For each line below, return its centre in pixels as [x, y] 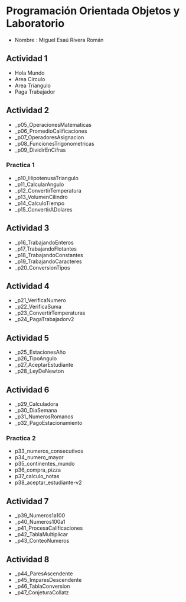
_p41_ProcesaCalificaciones [49, 528]
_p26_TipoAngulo [36, 358]
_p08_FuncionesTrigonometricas [54, 143]
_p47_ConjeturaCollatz [42, 593]
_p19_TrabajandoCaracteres [48, 261]
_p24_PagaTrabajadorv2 [44, 319]
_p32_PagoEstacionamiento [48, 423]
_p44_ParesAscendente [44, 574]
